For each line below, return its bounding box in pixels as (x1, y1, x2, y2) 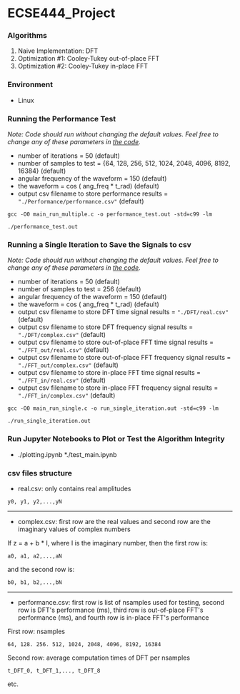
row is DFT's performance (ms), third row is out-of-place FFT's (17, 605, 204, 614)
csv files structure (7, 468, 73, 478)
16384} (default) (17, 166, 66, 176)
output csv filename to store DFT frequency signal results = (17, 323, 194, 331)
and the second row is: (7, 565, 75, 573)
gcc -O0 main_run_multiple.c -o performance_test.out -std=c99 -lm (7, 211, 213, 218)
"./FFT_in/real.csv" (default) (17, 376, 106, 385)
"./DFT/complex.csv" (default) (17, 331, 106, 339)
